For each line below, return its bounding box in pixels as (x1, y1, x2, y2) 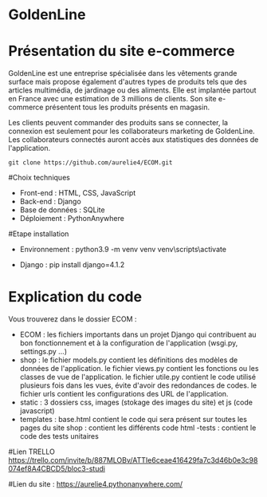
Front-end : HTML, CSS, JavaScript (19, 188, 136, 198)
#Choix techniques (8, 173, 70, 183)
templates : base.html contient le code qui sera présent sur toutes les (19, 415, 247, 424)
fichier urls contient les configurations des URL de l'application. (19, 389, 229, 399)
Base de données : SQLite (19, 205, 105, 215)
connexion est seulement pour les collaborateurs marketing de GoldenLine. (8, 126, 255, 136)
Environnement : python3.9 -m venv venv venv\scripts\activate (19, 245, 227, 254)
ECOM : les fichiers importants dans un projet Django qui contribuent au (19, 329, 257, 340)
